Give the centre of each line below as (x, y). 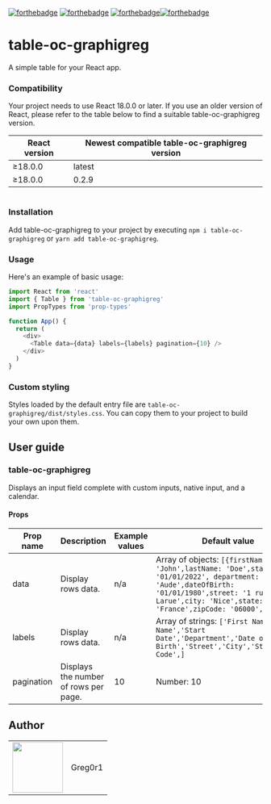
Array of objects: (188, 559)
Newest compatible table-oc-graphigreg (166, 143)
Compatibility (35, 88)
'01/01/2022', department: (208, 577)
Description (83, 541)
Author (26, 725)
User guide (36, 447)
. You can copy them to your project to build (175, 413)
